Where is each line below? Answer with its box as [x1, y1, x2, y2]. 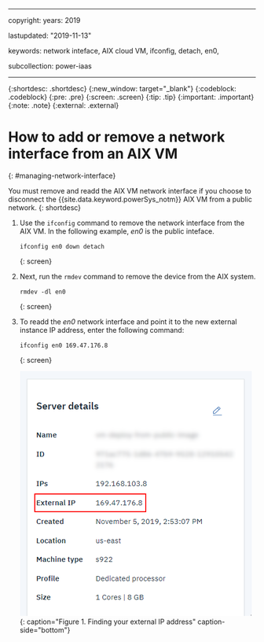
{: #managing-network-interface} [8, 171, 116, 180]
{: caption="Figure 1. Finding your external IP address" [19, 617, 196, 626]
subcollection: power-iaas [8, 61, 92, 71]
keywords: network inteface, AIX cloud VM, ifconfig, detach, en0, [8, 46, 219, 55]
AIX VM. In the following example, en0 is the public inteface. [19, 226, 214, 236]
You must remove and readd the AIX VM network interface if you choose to [8, 186, 251, 195]
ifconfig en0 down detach [19, 242, 104, 250]
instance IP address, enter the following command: [19, 325, 185, 334]
